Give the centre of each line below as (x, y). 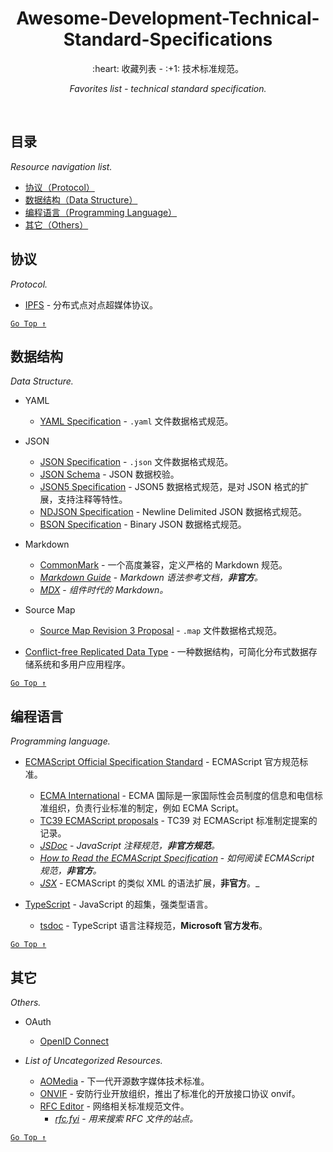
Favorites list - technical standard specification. (168, 88)
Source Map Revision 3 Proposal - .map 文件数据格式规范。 (161, 631)
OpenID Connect (74, 1041)
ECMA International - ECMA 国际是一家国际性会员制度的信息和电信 (177, 796)
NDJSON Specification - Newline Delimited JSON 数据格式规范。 (173, 512)
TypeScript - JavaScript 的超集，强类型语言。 (118, 904)
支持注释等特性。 (92, 499)
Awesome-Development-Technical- (168, 18)
